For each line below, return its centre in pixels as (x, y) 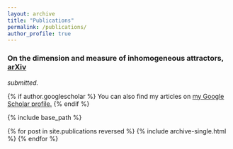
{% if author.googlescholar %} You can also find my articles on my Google (116, 96)
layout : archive (31, 14)
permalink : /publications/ (47, 27)
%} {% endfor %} (33, 138)
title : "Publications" (41, 20)
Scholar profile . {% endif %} (49, 104)
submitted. (23, 83)
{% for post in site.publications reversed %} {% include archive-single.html (117, 131)
